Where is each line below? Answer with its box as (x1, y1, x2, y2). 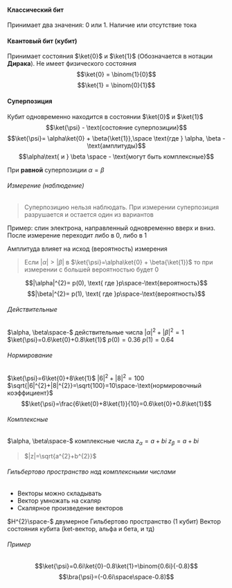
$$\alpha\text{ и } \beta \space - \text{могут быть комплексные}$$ (18, 152, 215, 161)
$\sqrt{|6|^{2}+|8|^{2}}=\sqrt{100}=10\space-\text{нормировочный (7, 381, 202, 389)
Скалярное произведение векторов (17, 504, 123, 512)
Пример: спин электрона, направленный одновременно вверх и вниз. (7, 224, 216, 232)
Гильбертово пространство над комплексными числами (7, 467, 177, 476)
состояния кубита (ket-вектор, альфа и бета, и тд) (7, 524, 155, 533)
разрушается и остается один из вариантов (24, 210, 154, 218)
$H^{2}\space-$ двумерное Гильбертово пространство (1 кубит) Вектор (7, 517, 222, 526)
